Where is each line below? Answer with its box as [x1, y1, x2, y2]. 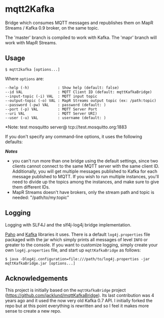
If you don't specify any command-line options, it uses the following [5, 133, 142, 139]
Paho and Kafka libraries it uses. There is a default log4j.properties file [5, 231, 150, 237]
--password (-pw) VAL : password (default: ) [5, 102, 106, 107]
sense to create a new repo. [5, 308, 62, 314]
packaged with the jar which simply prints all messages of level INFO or [5, 236, 148, 242]
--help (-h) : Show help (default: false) [5, 85, 119, 90]
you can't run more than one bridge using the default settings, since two [12, 158, 158, 163]
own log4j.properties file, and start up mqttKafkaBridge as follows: [5, 247, 141, 253]
